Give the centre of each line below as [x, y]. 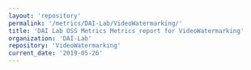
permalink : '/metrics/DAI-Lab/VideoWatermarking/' [96, 23]
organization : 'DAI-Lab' [50, 38]
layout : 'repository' [45, 16]
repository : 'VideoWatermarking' [65, 46]
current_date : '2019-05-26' [56, 53]
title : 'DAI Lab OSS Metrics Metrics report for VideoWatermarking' [126, 31]
